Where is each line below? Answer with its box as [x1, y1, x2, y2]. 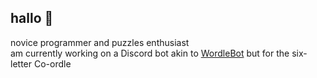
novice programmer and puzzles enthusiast [10, 36, 190, 48]
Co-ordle [33, 57, 72, 70]
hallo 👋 [10, 10, 54, 27]
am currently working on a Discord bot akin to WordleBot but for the [10, 47, 290, 59]
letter [10, 57, 33, 70]
